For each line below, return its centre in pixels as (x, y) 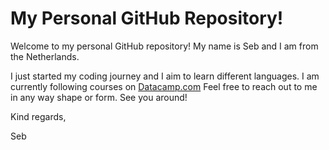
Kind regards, (38, 116)
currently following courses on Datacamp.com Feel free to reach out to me (164, 86)
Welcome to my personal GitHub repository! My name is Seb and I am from (164, 46)
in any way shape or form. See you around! (99, 97)
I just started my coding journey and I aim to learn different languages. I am (165, 76)
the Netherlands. (45, 56)
